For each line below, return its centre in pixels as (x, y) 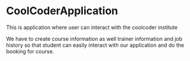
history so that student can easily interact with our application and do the (95, 45)
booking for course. (30, 51)
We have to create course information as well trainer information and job (94, 38)
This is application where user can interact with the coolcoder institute (92, 27)
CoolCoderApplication (62, 11)
